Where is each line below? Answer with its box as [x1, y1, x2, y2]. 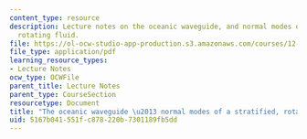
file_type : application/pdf [9, 48, 117, 57]
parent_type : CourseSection [9, 90, 117, 99]
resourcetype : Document [9, 98, 101, 108]
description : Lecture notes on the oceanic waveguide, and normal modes [9, 22, 292, 31]
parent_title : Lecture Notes [9, 81, 121, 91]
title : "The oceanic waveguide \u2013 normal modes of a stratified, [9, 107, 281, 116]
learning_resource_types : [9, 56, 108, 65]
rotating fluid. [17, 30, 79, 39]
